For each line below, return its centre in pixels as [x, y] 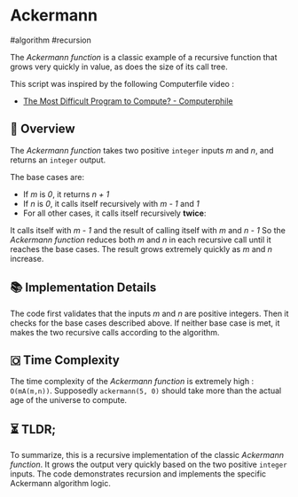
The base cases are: [47, 177]
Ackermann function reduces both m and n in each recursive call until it [141, 240]
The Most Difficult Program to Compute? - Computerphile [128, 101]
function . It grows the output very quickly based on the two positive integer [149, 465]
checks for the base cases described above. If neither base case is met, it [145, 323]
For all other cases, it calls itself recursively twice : [114, 213]
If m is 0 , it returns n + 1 [66, 194]
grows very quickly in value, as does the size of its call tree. [119, 67]
